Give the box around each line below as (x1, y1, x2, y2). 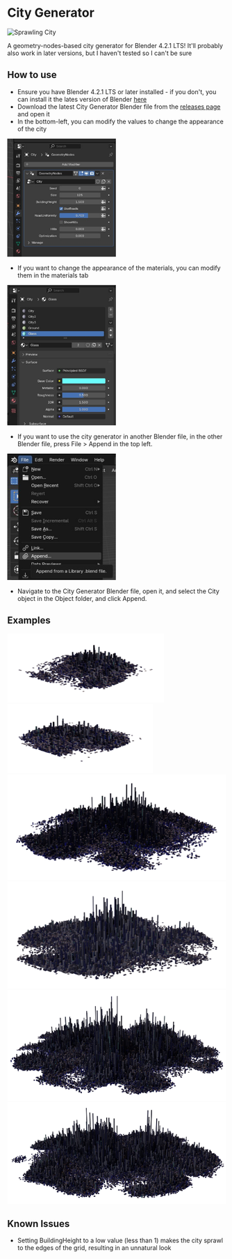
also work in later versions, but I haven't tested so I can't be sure (7, 49, 192, 57)
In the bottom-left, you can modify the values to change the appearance (17, 117, 224, 125)
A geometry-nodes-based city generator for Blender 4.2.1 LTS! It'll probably (7, 41, 224, 49)
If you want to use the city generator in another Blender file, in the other (17, 432, 223, 441)
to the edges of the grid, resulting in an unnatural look (17, 1244, 172, 1252)
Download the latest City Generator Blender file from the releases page (17, 102, 221, 111)
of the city (17, 124, 47, 133)
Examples (7, 615, 51, 627)
